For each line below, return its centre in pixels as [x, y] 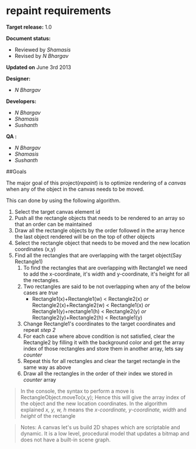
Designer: [18, 78]
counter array [40, 379]
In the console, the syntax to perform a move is [77, 391]
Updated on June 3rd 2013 [39, 67]
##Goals [16, 172]
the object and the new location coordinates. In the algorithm [94, 403]
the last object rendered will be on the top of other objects [85, 237]
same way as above [47, 367]
